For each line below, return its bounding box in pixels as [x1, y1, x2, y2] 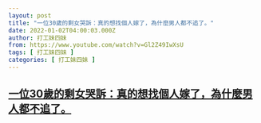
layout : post [8, 11, 52, 20]
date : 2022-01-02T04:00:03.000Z [8, 26, 116, 34]
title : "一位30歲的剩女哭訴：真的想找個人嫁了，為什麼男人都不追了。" [8, 19, 214, 27]
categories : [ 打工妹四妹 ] [8, 56, 96, 64]
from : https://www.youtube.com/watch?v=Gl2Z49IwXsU [8, 41, 184, 49]
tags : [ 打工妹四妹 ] [8, 48, 74, 56]
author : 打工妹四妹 [8, 33, 67, 42]
